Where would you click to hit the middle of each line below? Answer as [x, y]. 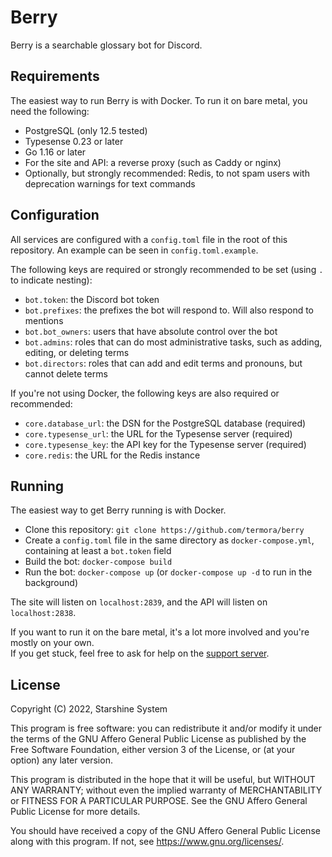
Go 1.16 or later [55, 152]
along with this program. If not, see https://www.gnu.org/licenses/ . [147, 842]
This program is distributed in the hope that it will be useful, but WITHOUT [163, 780]
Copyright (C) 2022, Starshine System [89, 709]
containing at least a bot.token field [98, 551]
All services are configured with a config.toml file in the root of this [149, 239]
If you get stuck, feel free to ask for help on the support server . [140, 653]
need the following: [50, 111]
